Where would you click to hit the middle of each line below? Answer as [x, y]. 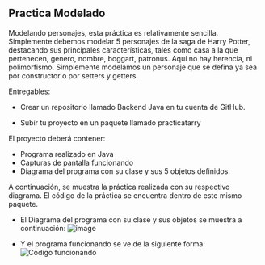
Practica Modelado [57, 13]
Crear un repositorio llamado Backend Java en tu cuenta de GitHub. [132, 107]
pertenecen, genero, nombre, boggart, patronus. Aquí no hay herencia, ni [130, 58]
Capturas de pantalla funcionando [77, 162]
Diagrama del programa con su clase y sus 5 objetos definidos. [125, 171]
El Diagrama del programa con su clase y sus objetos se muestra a [131, 219]
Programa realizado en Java [67, 154]
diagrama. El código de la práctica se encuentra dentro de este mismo [125, 195]
